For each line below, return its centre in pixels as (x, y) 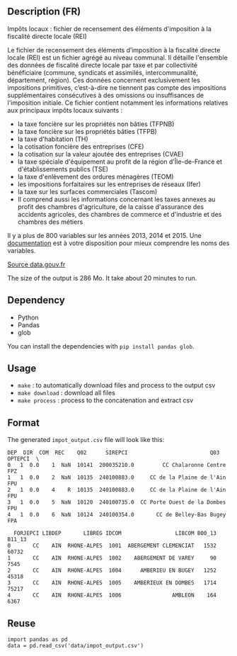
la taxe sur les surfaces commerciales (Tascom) (87, 191)
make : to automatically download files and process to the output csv (116, 385)
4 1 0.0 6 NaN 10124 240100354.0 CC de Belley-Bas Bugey (117, 515)
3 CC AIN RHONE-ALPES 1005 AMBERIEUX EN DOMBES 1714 (112, 583)
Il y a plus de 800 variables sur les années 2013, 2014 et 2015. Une (104, 235)
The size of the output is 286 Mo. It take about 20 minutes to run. (102, 278)
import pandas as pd (38, 640)
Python (28, 317)
